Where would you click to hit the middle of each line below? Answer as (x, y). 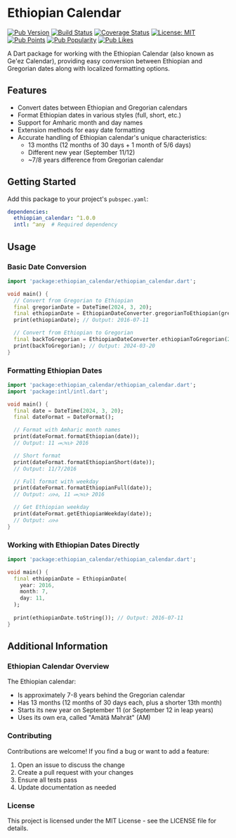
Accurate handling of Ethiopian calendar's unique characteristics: (112, 137)
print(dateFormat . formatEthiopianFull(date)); (83, 488)
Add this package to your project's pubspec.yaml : (78, 199)
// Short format (37, 456)
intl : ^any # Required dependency (66, 225)
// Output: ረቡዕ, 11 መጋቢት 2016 (59, 495)
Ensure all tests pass (47, 780)
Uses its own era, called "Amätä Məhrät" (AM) (84, 718)
